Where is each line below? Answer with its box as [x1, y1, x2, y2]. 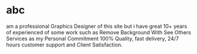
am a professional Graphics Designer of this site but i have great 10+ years [6, 23, 188, 30]
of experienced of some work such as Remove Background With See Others [6, 28, 192, 35]
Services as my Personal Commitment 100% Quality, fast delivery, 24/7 [6, 35, 179, 42]
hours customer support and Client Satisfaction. [6, 41, 123, 48]
